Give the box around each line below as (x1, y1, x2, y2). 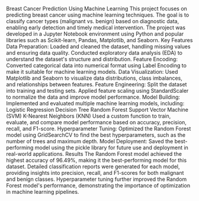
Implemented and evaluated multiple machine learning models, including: (6, 100, 185, 106)
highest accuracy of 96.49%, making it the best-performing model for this (6, 157, 187, 164)
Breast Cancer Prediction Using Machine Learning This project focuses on (6, 5, 188, 12)
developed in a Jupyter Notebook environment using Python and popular (6, 30, 184, 37)
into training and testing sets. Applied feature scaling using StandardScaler (6, 87, 189, 94)
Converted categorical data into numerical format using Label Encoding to (6, 62, 187, 69)
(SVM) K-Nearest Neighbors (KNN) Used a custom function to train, (6, 112, 171, 120)
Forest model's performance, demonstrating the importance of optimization (6, 182, 191, 189)
